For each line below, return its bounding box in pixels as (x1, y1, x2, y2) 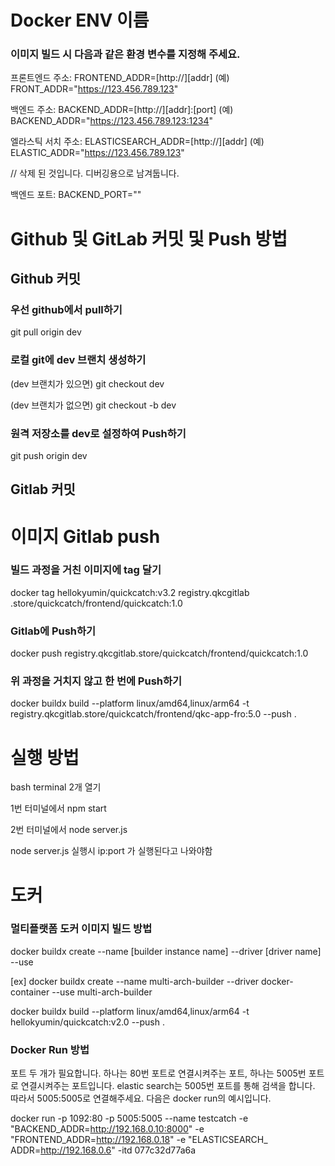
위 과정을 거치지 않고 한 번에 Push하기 (10, 674, 183, 688)
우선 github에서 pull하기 (10, 302, 123, 316)
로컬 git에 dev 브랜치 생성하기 (10, 353, 147, 367)
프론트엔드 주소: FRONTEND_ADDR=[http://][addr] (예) (10, 72, 230, 84)
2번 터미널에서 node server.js (10, 824, 128, 836)
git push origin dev (10, 449, 88, 461)
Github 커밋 (10, 271, 82, 288)
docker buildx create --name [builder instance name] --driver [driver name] (10, 945, 322, 957)
